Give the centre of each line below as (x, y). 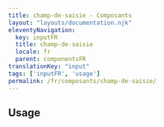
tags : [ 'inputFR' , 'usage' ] (54, 74)
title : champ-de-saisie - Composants (70, 15)
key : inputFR (37, 37)
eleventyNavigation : (42, 30)
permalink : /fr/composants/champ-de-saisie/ (82, 81)
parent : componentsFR (51, 60)
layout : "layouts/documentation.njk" (70, 23)
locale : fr (33, 52)
